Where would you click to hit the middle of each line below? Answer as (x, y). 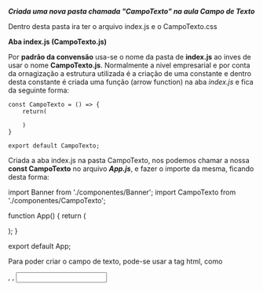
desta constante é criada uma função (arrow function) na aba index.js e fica (131, 82)
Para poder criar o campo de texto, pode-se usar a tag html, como (115, 261)
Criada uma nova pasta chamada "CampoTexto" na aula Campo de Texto (131, 11)
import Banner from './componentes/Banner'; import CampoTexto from (122, 192)
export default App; (40, 246)
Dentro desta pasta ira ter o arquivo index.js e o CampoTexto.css (113, 26)
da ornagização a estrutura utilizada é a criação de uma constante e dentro (130, 73)
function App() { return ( (47, 216)
